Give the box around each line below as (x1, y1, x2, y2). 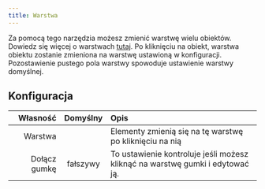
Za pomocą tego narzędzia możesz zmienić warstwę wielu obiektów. (8, 33, 232, 43)
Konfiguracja (8, 90, 73, 103)
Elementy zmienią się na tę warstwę (110, 126, 244, 137)
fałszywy (66, 158, 100, 169)
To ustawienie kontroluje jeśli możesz (110, 149, 249, 160)
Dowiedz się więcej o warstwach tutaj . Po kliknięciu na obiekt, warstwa (8, 41, 239, 51)
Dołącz (30, 154, 57, 165)
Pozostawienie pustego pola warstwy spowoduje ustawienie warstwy (8, 58, 234, 68)
